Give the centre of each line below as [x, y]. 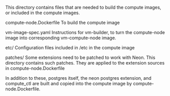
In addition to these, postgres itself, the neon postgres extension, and [78, 78]
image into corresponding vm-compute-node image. [61, 38]
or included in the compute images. [43, 13]
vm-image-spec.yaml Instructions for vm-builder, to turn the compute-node [85, 32]
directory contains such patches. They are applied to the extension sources [85, 63]
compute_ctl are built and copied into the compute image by [69, 84]
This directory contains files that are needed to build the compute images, [83, 7]
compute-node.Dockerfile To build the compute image [63, 23]
